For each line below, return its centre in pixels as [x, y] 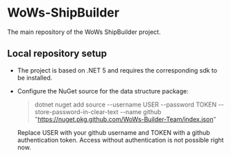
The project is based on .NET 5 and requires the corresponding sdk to [117, 70]
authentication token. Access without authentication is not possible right [120, 140]
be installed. [35, 77]
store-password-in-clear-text [77, 111]
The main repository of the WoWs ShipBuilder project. [84, 32]
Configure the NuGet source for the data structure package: [103, 91]
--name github [140, 111]
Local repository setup [57, 54]
